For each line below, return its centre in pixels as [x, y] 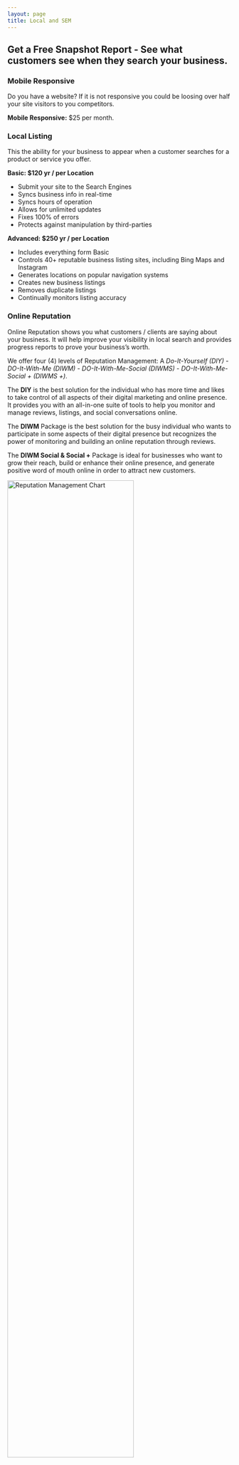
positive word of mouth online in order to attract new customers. [102, 470]
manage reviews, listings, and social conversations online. [92, 412]
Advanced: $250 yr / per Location [58, 239]
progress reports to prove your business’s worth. [79, 347]
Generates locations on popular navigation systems [93, 275]
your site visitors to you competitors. [61, 104]
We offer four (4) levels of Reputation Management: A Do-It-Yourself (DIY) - [118, 361]
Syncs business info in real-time [65, 195]
